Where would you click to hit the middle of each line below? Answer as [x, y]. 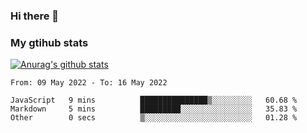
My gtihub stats [49, 42]
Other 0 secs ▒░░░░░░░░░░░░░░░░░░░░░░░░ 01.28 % [154, 118]
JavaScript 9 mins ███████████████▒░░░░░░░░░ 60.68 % [154, 100]
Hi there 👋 [35, 16]
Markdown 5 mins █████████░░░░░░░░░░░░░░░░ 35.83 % [154, 109]
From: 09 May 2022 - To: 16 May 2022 [89, 83]
